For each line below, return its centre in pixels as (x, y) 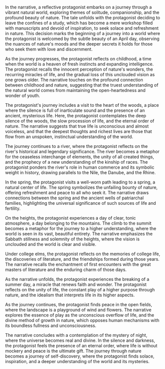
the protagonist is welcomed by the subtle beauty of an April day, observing (82, 39)
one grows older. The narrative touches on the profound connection (74, 80)
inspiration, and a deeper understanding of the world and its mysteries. (77, 361)
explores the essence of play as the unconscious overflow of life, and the (80, 315)
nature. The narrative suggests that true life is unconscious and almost (77, 126)
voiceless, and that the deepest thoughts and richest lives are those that (79, 131)
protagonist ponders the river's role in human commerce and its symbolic (80, 167)
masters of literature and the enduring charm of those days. (66, 270)
